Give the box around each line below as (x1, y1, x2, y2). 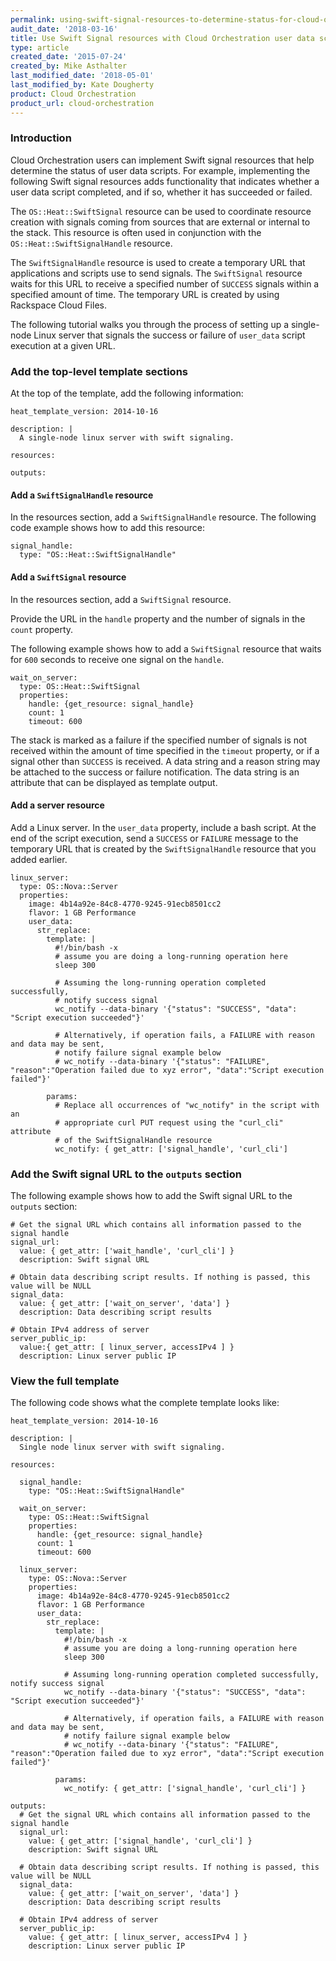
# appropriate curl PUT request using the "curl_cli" (54, 1117, 284, 1128)
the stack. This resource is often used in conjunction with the (10, 226, 262, 238)
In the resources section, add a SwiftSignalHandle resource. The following (10, 511, 317, 523)
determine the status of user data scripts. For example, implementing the (10, 164, 311, 176)
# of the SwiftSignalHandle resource (54, 1135, 213, 1145)
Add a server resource (10, 799, 105, 811)
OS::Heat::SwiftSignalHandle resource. (10, 237, 173, 249)
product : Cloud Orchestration (10, 89, 137, 99)
